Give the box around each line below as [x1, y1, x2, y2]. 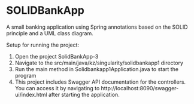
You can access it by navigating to [14, 84, 100, 91]
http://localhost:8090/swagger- [101, 84, 179, 91]
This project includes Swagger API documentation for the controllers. [14, 78, 186, 85]
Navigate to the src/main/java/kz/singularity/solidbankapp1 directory [14, 59, 184, 66]
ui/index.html [14, 91, 47, 98]
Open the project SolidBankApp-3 [14, 53, 99, 60]
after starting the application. [48, 91, 120, 98]
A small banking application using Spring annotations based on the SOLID [6, 23, 188, 30]
